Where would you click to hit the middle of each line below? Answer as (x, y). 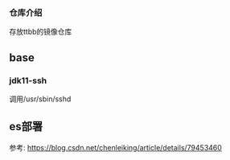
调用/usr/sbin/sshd (40, 99)
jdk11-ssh (28, 80)
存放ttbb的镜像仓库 (41, 32)
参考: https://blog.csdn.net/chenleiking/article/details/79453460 (115, 147)
